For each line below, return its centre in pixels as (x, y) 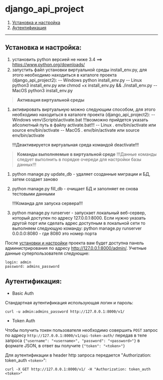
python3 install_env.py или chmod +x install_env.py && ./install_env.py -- (85, 85)
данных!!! (26, 164)
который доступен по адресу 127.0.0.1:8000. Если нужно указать (79, 218)
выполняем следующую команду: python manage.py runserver (77, 228)
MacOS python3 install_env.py (42, 90)
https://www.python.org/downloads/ (48, 64)
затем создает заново (35, 179)
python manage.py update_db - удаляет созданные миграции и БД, (81, 174)
